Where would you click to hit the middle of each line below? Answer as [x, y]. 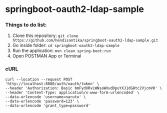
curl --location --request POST [39, 79]
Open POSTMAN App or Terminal [47, 56]
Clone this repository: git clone [45, 35]
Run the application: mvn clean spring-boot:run [61, 50]
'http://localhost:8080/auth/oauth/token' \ [52, 83]
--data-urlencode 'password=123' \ [42, 101]
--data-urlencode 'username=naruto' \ [45, 97]
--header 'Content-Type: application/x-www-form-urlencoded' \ [72, 92]
